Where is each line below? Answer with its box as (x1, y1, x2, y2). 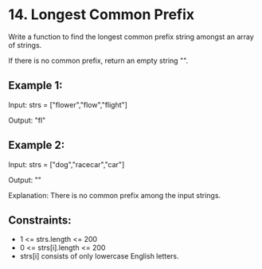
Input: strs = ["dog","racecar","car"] (8, 159, 125, 169)
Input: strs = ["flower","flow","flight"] (8, 99, 127, 109)
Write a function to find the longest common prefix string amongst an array (8, 32, 255, 41)
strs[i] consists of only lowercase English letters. (19, 251, 179, 261)
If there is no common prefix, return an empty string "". (8, 56, 189, 65)
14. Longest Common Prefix (8, 6, 195, 24)
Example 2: (8, 138, 65, 152)
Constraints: (8, 213, 72, 227)
